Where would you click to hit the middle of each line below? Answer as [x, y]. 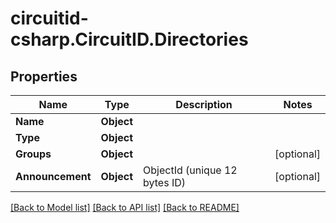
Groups [33, 154]
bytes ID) [165, 182]
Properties [44, 76]
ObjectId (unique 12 [190, 170]
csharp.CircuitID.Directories [129, 39]
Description [204, 104]
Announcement [53, 176]
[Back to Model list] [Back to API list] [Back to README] [125, 207]
